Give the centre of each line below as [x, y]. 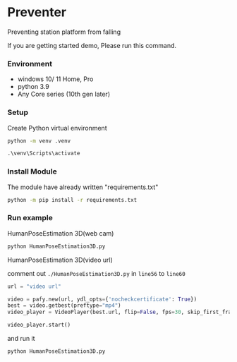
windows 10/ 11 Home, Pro [55, 79]
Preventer [37, 12]
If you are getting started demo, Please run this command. [92, 45]
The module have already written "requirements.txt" [83, 187]
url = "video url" [34, 286]
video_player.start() [39, 325]
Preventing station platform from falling [64, 32]
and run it [21, 338]
